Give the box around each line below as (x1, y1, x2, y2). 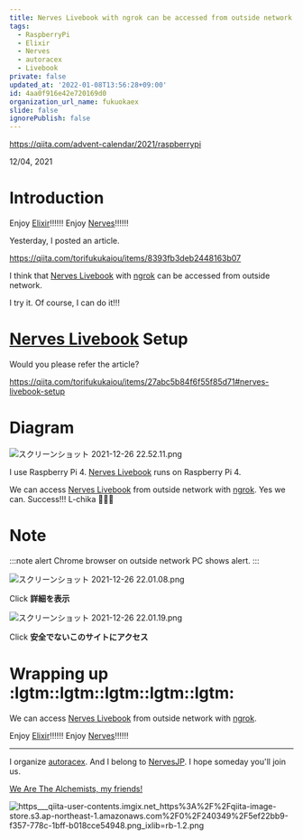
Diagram (9, 417, 75, 438)
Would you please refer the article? (9, 359, 140, 369)
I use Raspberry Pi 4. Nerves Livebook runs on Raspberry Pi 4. (9, 466, 242, 477)
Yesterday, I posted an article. (9, 236, 120, 247)
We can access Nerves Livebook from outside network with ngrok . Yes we (9, 484, 286, 495)
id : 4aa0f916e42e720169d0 (9, 89, 106, 98)
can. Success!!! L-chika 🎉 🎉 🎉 (9, 493, 115, 504)
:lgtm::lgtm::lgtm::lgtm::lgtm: (9, 683, 234, 704)
